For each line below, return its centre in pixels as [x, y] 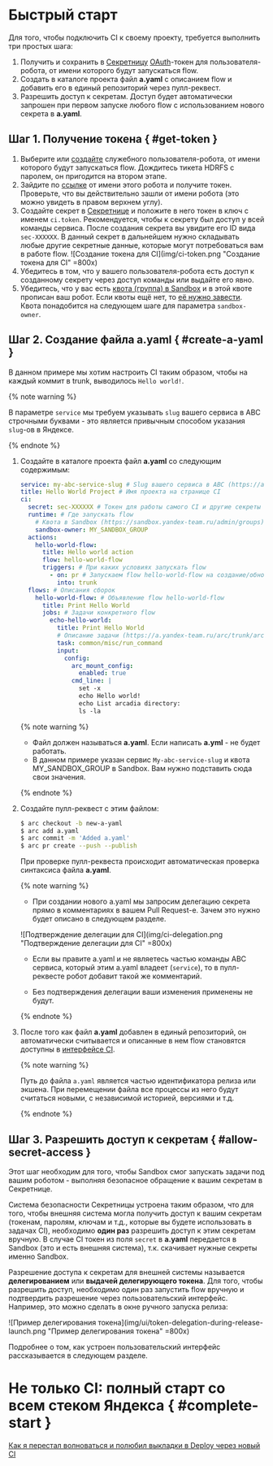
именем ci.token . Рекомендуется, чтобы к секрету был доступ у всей [142, 219]
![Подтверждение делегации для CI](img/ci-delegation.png [121, 935]
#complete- [218, 1405]
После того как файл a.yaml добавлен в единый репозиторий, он [133, 1032]
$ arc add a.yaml [50, 831]
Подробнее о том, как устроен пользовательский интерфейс [115, 1347]
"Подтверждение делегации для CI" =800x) [96, 943]
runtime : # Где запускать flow [81, 515]
